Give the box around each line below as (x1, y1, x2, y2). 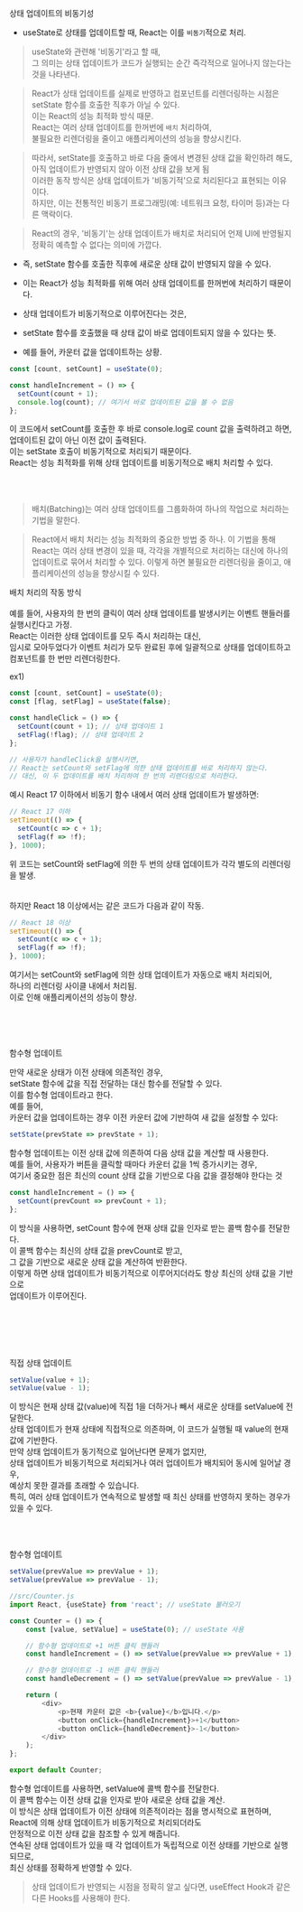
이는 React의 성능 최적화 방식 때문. (31, 111, 154, 121)
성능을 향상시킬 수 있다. (78, 568, 160, 579)
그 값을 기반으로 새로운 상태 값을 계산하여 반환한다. (9, 1256, 188, 1267)
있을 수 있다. (9, 1503, 53, 1514)
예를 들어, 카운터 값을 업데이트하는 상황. (22, 347, 162, 357)
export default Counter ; (9, 1766, 103, 1775)
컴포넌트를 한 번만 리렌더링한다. (9, 653, 121, 664)
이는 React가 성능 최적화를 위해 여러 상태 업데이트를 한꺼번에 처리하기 (22, 278, 268, 288)
